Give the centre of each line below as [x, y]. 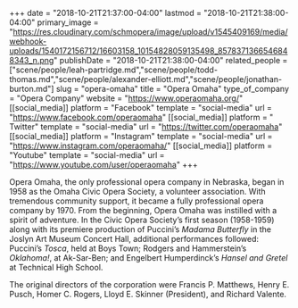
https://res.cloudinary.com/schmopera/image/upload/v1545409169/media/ [150, 32]
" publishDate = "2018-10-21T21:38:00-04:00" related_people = [170, 60]
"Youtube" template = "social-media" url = [87, 155]
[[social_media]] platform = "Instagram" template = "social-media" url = [141, 136]
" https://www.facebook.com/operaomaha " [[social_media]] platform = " [141, 117]
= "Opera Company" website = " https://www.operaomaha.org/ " [126, 98]
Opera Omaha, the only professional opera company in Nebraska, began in [147, 182]
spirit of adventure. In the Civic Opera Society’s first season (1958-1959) [142, 220]
